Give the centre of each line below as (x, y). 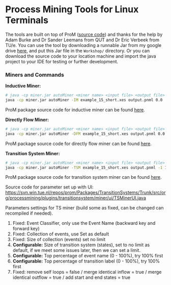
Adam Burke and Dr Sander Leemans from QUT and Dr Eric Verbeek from (82, 40)
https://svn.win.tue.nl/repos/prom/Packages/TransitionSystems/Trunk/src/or (85, 193)
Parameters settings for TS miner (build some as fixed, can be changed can (84, 208)
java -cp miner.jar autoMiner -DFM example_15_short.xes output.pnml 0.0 (85, 134)
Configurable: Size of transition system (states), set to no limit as (81, 245)
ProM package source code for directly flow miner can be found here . (78, 144)
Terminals (27, 20)
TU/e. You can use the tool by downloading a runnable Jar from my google (83, 45)
